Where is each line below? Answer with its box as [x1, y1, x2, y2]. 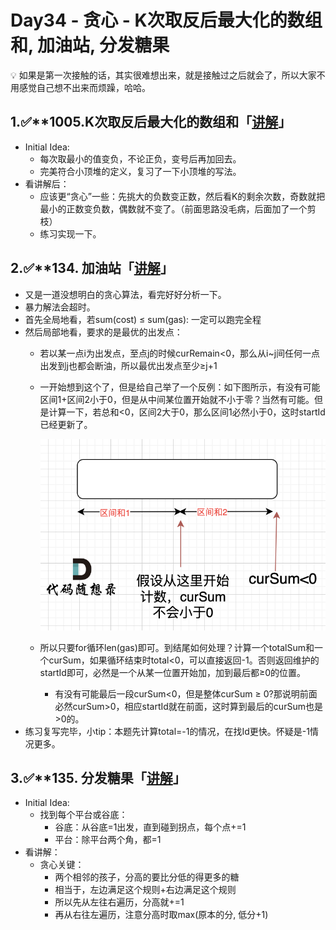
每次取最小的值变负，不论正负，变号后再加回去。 [39, 152, 242, 165]
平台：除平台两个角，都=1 [54, 834, 162, 846]
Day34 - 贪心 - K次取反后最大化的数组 [10, 9, 323, 32]
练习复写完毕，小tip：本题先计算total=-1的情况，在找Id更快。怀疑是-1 [24, 725, 310, 737]
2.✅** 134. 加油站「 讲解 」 [10, 260, 174, 277]
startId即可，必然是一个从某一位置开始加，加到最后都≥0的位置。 [39, 666, 306, 678]
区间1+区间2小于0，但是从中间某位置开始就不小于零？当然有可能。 [39, 393, 315, 405]
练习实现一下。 [39, 227, 102, 240]
